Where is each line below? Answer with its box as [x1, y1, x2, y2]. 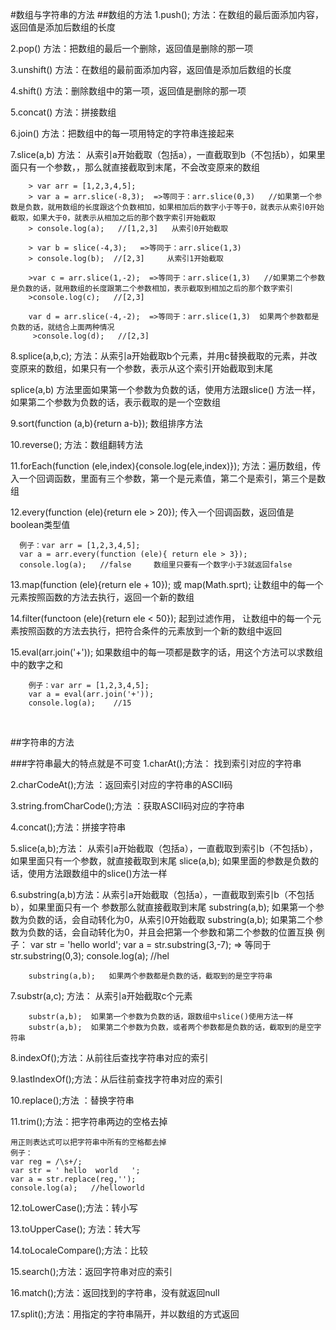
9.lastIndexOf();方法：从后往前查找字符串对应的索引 [10, 1073, 223, 1085]
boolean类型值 [10, 519, 71, 530]
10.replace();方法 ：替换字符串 [10, 1094, 135, 1106]
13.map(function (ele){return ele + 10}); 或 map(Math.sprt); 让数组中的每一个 [10, 579, 324, 590]
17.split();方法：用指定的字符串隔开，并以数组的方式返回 [10, 1308, 240, 1320]
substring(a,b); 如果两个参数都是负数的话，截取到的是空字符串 [28, 971, 273, 981]
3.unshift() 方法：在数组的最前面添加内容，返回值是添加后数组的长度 [10, 64, 292, 75]
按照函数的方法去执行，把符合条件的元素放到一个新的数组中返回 [18, 625, 282, 637]
